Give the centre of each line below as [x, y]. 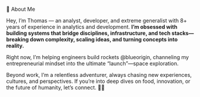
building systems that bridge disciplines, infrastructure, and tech [88, 33]
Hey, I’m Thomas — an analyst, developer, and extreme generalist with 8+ [97, 20]
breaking [18, 39]
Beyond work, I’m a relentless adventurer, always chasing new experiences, [99, 75]
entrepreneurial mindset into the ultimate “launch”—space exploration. [93, 63]
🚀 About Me [21, 9]
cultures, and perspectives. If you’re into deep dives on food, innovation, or [98, 81]
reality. [15, 46]
